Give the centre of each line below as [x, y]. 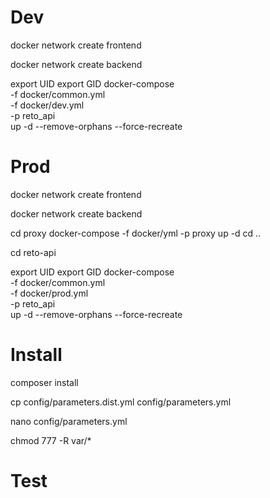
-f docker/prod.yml [49, 293]
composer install [44, 382]
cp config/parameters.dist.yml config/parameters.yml [121, 402]
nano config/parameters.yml [69, 421]
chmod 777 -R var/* [51, 440]
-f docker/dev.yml [47, 105]
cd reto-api [33, 252]
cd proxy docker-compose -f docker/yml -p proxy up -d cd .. [136, 233]
